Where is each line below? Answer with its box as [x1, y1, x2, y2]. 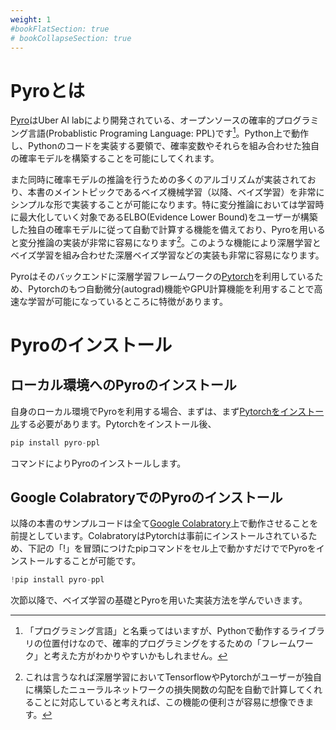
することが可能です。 [53, 555, 142, 567]
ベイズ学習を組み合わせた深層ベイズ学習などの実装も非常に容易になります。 [10, 249, 325, 261]
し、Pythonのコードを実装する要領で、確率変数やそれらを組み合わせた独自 [10, 139, 320, 151]
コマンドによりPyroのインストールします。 [10, 457, 187, 469]
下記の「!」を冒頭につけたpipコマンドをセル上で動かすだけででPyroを [27, 542, 317, 555]
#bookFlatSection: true [10, 24, 110, 34]
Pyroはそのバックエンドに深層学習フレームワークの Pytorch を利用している [10, 270, 315, 282]
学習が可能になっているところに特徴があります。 [27, 295, 228, 307]
